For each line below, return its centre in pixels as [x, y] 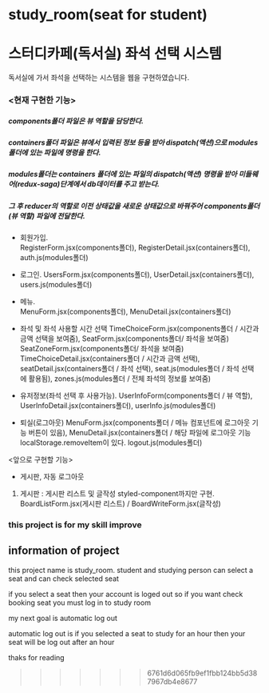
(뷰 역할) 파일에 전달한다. [47, 216]
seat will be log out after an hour [61, 642]
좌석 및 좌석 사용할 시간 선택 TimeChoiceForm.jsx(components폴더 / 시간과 [139, 329]
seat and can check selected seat [64, 579]
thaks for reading [37, 657]
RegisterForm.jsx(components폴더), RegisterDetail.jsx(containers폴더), [135, 248]
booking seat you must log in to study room [80, 603]
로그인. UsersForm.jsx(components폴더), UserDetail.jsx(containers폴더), [137, 274]
